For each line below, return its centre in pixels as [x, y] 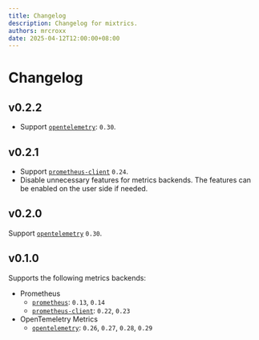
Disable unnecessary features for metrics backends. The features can [135, 180]
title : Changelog [37, 16]
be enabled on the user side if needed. [84, 189]
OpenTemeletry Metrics [59, 319]
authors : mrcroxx [37, 31]
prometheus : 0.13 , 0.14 [69, 301]
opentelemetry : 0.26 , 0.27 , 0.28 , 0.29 [92, 327]
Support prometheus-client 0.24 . [74, 172]
